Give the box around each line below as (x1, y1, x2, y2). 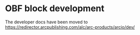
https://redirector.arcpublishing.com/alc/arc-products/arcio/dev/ (5, 24, 135, 30)
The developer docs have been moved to (5, 19, 88, 25)
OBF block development (5, 3, 105, 14)
